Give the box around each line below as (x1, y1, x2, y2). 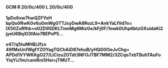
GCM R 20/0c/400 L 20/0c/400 (5, 4, 73, 10)
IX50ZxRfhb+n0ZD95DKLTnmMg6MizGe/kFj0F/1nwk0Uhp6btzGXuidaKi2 (5, 25, 163, 32)
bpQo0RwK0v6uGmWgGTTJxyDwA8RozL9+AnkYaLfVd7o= (5, 20, 132, 26)
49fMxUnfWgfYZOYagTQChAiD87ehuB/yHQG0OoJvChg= (5, 47, 129, 53)
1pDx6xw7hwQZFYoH (5, 15, 52, 21)
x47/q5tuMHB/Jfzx (5, 41, 46, 47)
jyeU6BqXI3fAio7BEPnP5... (5, 31, 64, 37)
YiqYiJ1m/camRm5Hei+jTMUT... (5, 57, 75, 63)
